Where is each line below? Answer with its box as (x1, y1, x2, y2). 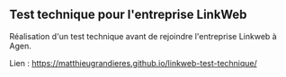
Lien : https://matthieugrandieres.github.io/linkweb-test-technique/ (9, 57, 258, 68)
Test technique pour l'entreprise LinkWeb (9, 7, 247, 22)
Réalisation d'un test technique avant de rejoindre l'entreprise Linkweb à (9, 30, 277, 41)
